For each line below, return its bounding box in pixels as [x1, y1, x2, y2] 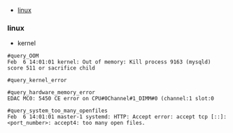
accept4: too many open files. [54, 120, 146, 127]
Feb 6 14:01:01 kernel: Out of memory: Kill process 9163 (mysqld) [7, 58, 211, 65]
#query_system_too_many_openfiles [7, 107, 108, 114]
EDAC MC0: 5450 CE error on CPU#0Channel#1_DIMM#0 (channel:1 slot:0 [7, 95, 215, 102]
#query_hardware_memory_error [7, 89, 96, 96]
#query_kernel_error [7, 77, 68, 84]
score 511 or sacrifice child [7, 65, 96, 72]
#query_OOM [7, 52, 39, 60]
